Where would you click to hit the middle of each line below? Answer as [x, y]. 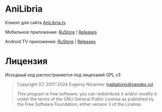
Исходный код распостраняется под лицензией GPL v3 [63, 75]
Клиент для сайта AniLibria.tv [35, 22]
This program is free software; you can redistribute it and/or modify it [87, 93]
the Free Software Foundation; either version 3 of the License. [80, 104]
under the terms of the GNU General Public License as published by [85, 99]
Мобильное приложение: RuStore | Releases [51, 32]
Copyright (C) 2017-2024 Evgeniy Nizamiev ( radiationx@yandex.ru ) [85, 84]
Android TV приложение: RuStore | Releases [50, 41]
